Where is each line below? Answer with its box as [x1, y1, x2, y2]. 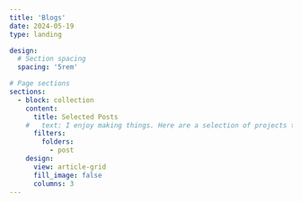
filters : [32, 129, 67, 138]
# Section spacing [17, 55, 87, 64]
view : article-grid [32, 162, 106, 171]
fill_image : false [32, 171, 102, 180]
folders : [41, 137, 75, 146]
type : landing [9, 30, 63, 39]
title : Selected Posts [32, 112, 119, 121]
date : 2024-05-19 [9, 22, 75, 31]
